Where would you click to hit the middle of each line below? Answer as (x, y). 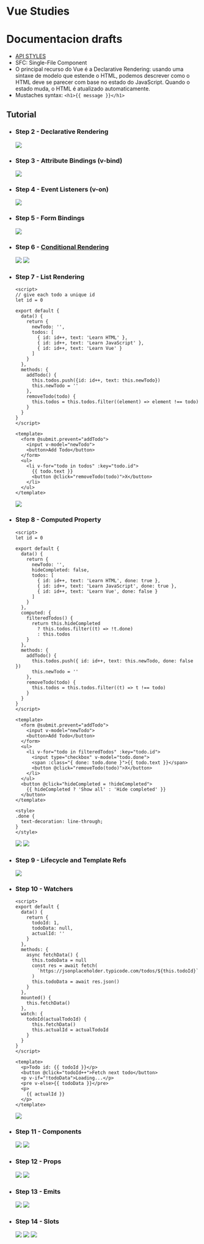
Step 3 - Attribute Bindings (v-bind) (69, 160)
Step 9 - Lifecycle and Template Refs (71, 860)
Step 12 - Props (38, 1161)
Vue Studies (38, 11)
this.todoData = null (59, 961)
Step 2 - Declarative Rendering (62, 131)
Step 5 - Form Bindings (50, 218)
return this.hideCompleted (66, 623)
